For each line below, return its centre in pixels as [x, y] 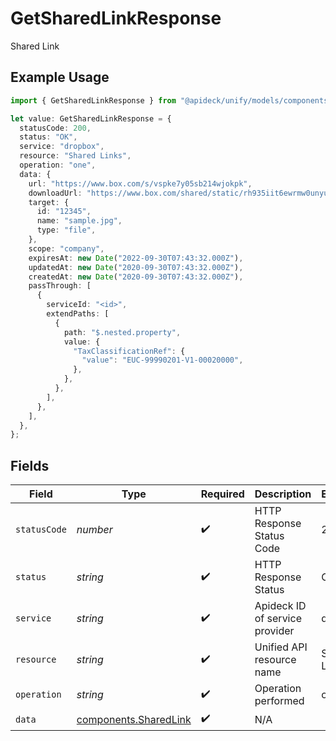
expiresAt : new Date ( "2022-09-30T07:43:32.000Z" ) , [136, 258]
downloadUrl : [55, 193]
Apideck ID [280, 606]
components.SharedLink [134, 719]
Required [222, 494]
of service [278, 619]
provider [274, 631]
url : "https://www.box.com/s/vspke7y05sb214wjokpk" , [140, 183]
